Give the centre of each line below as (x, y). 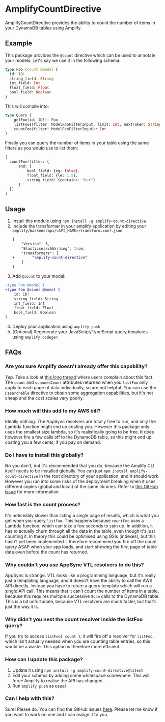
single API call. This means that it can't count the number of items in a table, (82, 591)
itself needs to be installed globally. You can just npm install (67, 471)
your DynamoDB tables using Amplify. (43, 28)
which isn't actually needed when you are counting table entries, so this (78, 641)
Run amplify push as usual (39, 686)
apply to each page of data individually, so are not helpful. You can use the (81, 387)
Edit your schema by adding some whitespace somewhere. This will (81, 675)
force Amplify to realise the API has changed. (58, 680)
